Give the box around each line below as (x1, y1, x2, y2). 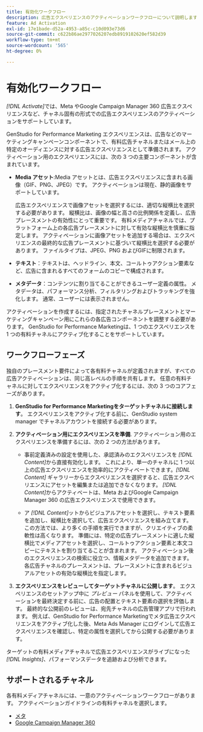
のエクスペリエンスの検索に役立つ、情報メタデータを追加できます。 (24, 554, 192, 562)
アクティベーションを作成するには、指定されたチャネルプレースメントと (6, 307, 185, 315)
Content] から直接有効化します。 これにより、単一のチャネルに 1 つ (24, 458, 190, 466)
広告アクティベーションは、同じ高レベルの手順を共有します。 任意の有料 (6, 374, 187, 382)
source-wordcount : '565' (6, 43, 69, 49)
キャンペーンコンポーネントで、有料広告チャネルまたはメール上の (32, 138, 196, 145)
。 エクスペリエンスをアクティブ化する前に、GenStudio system (20, 410, 178, 417)
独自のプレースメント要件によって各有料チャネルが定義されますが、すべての (6, 367, 196, 374)
